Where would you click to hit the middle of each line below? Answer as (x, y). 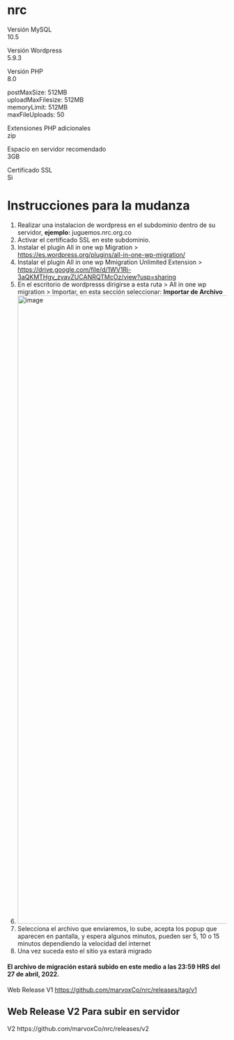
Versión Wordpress (35, 50)
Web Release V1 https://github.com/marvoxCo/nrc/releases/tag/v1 (102, 990)
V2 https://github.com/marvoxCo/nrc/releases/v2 (78, 1028)
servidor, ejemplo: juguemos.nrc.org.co (75, 232)
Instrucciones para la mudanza (99, 206)
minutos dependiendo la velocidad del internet (84, 943)
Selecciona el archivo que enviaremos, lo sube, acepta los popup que (117, 928)
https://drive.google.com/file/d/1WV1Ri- (74, 269)
